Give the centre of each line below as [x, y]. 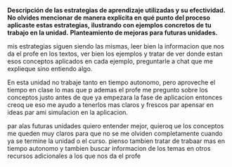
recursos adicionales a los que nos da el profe [74, 156]
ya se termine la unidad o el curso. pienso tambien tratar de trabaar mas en [116, 141]
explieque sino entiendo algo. [50, 69]
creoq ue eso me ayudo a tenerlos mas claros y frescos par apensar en [111, 105]
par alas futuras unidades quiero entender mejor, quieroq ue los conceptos [116, 126]
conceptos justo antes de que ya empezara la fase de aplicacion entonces [115, 97]
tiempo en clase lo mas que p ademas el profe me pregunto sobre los [108, 90]
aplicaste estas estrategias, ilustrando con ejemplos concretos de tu [109, 25]
